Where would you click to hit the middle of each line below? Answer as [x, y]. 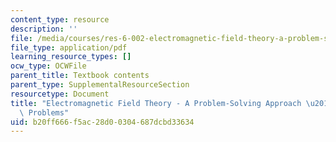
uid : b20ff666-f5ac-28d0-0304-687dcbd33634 [102, 122]
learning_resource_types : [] [71, 57]
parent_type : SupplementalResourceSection [100, 85]
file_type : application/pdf [69, 47]
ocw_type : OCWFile [48, 66]
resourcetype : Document [60, 94]
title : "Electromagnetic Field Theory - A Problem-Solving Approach [156, 103]
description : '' [44, 29]
